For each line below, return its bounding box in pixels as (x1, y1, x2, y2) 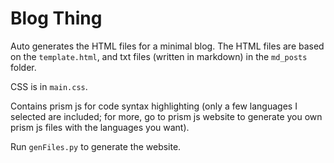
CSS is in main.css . (10, 80, 88, 92)
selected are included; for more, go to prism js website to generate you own (10, 110, 323, 122)
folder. (10, 61, 37, 73)
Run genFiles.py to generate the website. (10, 140, 182, 152)
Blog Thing (10, 7, 103, 30)
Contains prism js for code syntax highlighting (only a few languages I (10, 100, 298, 112)
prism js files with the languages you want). (10, 121, 190, 133)
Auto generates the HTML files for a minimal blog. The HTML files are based (10, 40, 325, 52)
